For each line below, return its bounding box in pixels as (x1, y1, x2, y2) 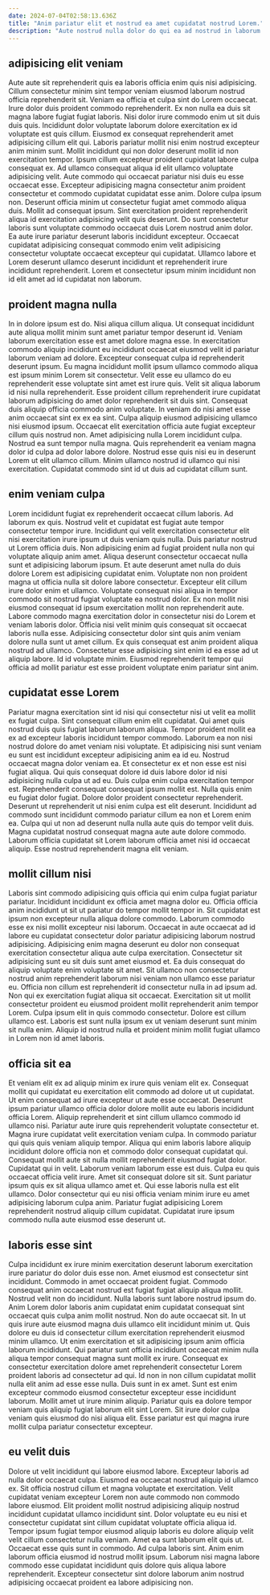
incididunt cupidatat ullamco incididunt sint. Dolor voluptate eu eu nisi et (8, 1509, 247, 1519)
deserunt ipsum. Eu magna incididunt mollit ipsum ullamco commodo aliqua (8, 362, 259, 371)
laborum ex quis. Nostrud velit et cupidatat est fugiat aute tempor (8, 517, 225, 527)
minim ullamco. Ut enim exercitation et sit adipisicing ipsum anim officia (8, 1336, 245, 1347)
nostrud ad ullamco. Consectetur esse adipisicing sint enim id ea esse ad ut (8, 645, 259, 655)
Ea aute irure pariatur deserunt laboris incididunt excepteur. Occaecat (8, 232, 239, 241)
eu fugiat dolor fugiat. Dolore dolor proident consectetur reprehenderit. (8, 793, 243, 802)
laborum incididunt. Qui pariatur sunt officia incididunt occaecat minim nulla (8, 1345, 259, 1355)
